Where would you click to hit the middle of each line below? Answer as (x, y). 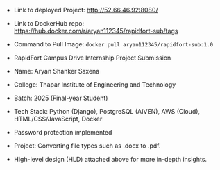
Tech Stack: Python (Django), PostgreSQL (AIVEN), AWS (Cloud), (107, 111)
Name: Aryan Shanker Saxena (57, 71)
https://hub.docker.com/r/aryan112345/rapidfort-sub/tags (96, 31)
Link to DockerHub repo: (49, 23)
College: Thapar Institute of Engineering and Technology (95, 85)
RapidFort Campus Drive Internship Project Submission (92, 58)
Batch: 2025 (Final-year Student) (61, 98)
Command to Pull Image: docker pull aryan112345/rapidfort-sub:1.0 (113, 44)
